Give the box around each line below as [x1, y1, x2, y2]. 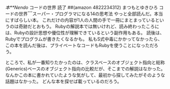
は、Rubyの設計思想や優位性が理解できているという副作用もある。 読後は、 [5, 30, 164, 35]
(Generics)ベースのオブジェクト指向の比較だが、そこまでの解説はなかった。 [5, 66, 165, 72]
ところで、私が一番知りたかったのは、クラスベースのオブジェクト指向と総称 [5, 60, 165, 65]
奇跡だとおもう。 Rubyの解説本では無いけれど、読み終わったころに [18, 23, 159, 29]
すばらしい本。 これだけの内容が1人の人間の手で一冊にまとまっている [10, 17, 155, 23]
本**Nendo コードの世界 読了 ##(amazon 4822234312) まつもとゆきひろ [5, 5, 158, 10]
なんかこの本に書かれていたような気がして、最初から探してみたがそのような [5, 72, 165, 78]
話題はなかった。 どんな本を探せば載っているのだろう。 [5, 78, 122, 84]
